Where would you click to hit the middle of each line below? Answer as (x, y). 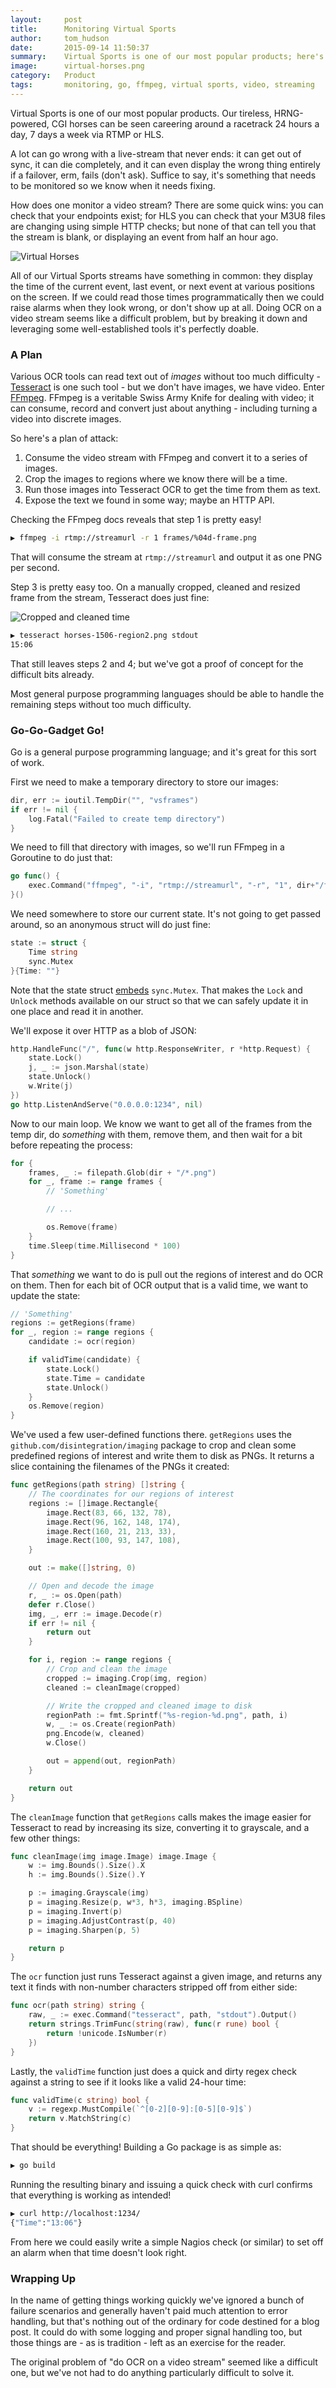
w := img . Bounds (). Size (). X (86, 1866)
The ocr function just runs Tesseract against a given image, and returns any (166, 1977)
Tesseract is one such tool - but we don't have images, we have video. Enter (167, 387)
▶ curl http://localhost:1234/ (75, 2213)
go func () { (35, 876)
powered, (30, 123)
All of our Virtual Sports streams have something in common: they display (161, 275)
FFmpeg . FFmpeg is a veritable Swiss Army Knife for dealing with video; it (162, 398)
